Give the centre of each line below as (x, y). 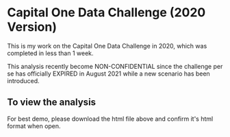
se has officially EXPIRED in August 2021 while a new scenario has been (108, 74)
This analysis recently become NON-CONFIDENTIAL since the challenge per (115, 66)
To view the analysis (52, 103)
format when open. (34, 126)
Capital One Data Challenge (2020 (106, 13)
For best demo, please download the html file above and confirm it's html (110, 119)
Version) (32, 27)
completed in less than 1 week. (50, 53)
